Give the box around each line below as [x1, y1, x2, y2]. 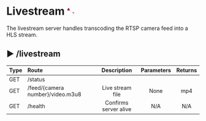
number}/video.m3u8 [27, 90, 82, 98]
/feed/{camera [27, 84, 64, 91]
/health [27, 102, 46, 109]
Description [101, 67, 132, 74]
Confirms [105, 99, 129, 106]
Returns [176, 67, 197, 74]
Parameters [140, 67, 172, 74]
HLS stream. [6, 31, 38, 38]
